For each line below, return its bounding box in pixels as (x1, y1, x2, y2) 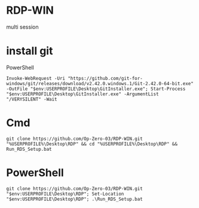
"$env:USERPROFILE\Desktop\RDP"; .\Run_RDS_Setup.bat (6, 196, 143, 202)
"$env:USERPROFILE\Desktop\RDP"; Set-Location (6, 191, 124, 197)
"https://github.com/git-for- (68, 75, 143, 81)
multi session (6, 23, 39, 30)
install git (6, 44, 53, 58)
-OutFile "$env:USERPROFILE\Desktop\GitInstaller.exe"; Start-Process (6, 86, 186, 92)
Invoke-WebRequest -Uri (6, 75, 66, 81)
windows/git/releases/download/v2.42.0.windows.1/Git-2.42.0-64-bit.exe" (6, 80, 194, 86)
